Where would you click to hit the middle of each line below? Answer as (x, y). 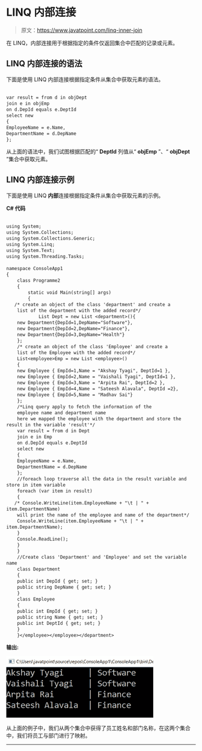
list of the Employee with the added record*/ (76, 352)
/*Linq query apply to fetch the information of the (84, 406)
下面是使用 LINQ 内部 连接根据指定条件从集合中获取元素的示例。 (85, 195)
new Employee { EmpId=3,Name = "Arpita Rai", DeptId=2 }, (91, 382)
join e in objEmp (28, 103)
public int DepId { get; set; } (57, 581)
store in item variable (36, 485)
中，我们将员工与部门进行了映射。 (48, 735)
